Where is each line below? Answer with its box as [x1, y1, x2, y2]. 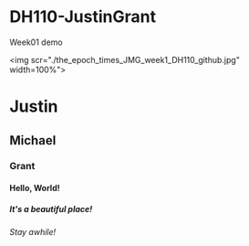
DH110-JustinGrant [9, 6, 157, 27]
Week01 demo [9, 37, 63, 48]
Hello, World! [9, 183, 61, 194]
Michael [9, 133, 57, 148]
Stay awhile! [9, 227, 57, 237]
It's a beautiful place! [9, 203, 93, 214]
